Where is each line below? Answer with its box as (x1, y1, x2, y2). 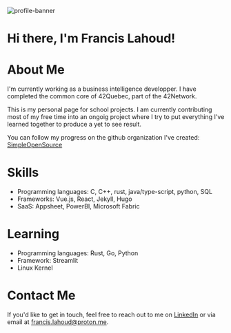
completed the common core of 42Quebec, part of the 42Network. (7, 92, 197, 100)
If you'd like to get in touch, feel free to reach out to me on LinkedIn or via (7, 310, 216, 319)
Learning (7, 226, 60, 242)
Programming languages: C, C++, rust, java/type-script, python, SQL (17, 188, 212, 196)
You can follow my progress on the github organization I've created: (7, 133, 200, 142)
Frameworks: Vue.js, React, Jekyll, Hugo (17, 195, 132, 203)
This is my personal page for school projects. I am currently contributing (7, 105, 212, 114)
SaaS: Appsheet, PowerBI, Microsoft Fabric (17, 202, 140, 211)
